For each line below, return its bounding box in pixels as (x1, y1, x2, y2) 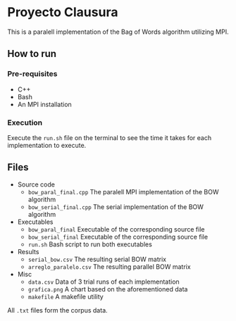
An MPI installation (17, 100, 72, 108)
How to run (7, 48, 57, 60)
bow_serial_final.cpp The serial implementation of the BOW (27, 202, 204, 211)
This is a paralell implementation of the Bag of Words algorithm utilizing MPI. (7, 27, 229, 36)
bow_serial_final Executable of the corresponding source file (27, 232, 209, 241)
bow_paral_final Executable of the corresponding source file (27, 225, 205, 233)
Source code (17, 180, 55, 189)
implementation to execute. (7, 141, 87, 149)
